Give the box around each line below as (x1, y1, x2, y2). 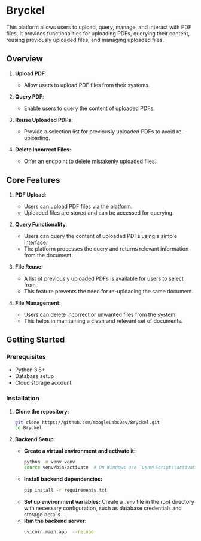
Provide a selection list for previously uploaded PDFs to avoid (23, 127, 175, 135)
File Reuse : (14, 263, 43, 270)
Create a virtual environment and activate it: (23, 447, 136, 454)
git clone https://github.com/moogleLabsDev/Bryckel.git (14, 419, 160, 426)
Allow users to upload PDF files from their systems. (23, 81, 150, 88)
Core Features (6, 175, 60, 185)
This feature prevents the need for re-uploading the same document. (23, 287, 194, 295)
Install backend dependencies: (23, 475, 103, 483)
